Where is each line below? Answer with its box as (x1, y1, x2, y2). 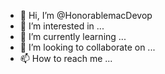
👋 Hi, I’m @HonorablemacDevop (19, 10, 153, 21)
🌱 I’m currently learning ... (19, 31, 127, 42)
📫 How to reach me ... (19, 53, 113, 64)
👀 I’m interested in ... (19, 20, 105, 32)
